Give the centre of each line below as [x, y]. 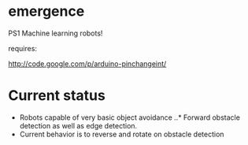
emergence [46, 11]
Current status [57, 96]
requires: [23, 48]
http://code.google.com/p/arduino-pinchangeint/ [87, 63]
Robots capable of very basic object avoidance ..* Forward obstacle [130, 117]
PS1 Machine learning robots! [56, 33]
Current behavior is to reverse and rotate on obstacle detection [122, 134]
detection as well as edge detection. [78, 125]
